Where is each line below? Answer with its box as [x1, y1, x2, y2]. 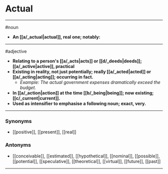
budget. [19, 84, 36, 90]
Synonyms [5, 117, 32, 124]
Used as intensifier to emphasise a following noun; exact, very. [12, 100, 146, 106]
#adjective [5, 48, 27, 54]
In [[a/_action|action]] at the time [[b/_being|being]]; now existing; [12, 89, 154, 95]
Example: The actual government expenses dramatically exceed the [19, 79, 161, 85]
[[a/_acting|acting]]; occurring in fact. [12, 73, 93, 80]
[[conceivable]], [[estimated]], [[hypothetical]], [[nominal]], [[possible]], [12, 153, 160, 159]
